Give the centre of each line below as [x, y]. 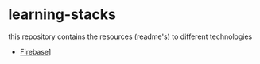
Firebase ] [35, 51]
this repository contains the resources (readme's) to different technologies [130, 36]
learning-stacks [62, 15]
